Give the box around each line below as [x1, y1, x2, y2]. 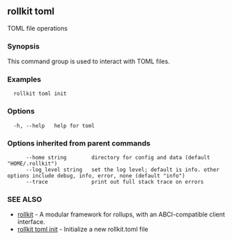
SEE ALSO [7, 194, 42, 204]
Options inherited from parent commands [7, 138, 151, 148]
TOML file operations [7, 24, 68, 32]
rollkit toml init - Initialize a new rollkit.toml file [17, 225, 148, 234]
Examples [7, 74, 42, 84]
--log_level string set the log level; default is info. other [25, 166, 219, 173]
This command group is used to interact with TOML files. [7, 57, 171, 65]
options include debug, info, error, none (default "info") [7, 173, 186, 179]
